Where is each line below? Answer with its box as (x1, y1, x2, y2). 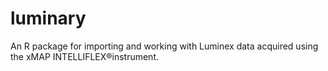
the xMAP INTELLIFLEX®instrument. (10, 50, 160, 62)
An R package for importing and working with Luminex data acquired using (10, 40, 319, 52)
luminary (10, 7, 87, 30)
